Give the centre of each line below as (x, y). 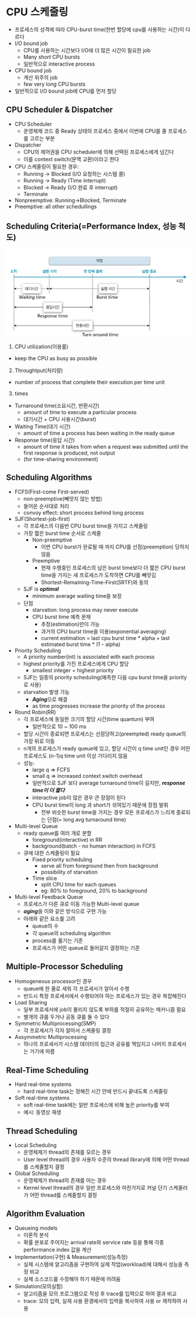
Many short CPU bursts (52, 57)
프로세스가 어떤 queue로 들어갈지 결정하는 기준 (86, 947)
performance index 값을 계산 (58, 1250)
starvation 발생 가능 (46, 692)
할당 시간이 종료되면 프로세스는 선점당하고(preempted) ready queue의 (105, 733)
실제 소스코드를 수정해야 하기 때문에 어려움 (72, 1279)
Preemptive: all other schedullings (55, 206)
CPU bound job (33, 70)
